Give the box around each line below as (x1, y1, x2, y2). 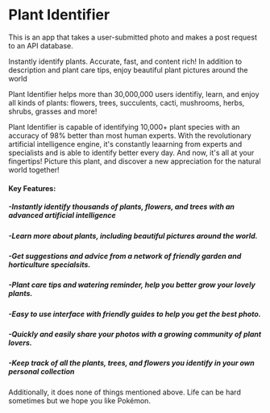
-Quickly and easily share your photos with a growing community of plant (8, 329, 262, 339)
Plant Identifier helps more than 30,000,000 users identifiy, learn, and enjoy (8, 89, 260, 98)
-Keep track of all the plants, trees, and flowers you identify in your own (8, 358, 255, 368)
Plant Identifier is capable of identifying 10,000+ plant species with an (8, 122, 240, 131)
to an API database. (8, 40, 74, 50)
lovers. (8, 338, 32, 348)
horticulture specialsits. (8, 260, 91, 269)
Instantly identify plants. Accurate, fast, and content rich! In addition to (8, 56, 243, 66)
